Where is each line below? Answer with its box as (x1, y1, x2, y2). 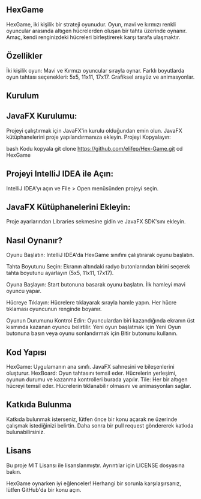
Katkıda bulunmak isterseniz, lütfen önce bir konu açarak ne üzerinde (6, 416, 178, 423)
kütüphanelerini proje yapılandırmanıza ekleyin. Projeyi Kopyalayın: (6, 133, 171, 141)
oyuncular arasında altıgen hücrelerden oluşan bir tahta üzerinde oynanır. (6, 27, 187, 34)
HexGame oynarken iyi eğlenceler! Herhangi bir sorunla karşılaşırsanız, (6, 480, 181, 487)
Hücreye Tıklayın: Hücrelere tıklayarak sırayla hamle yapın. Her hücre (6, 299, 177, 306)
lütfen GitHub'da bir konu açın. (6, 486, 82, 493)
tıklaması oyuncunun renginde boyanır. (6, 306, 102, 313)
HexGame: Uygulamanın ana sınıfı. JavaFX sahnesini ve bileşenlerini (6, 363, 175, 370)
